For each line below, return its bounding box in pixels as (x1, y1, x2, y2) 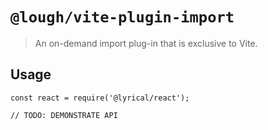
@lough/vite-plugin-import (10, 8, 235, 27)
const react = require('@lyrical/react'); (10, 93, 190, 103)
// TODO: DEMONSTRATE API (10, 110, 118, 120)
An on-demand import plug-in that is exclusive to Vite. (34, 37, 258, 49)
